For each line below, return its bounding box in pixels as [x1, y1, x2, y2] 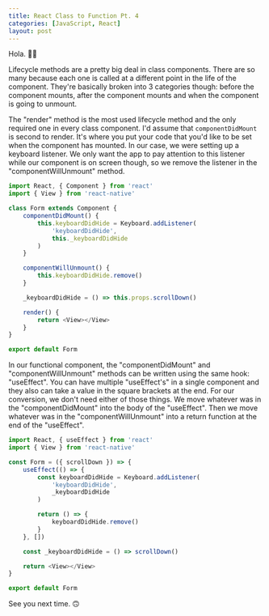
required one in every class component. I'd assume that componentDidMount [8, 123, 257, 134]
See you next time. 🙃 [8, 599, 80, 609]
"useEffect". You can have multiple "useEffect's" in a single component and [8, 377, 260, 387]
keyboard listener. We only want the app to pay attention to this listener [8, 149, 246, 159]
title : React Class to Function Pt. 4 [8, 11, 139, 20]
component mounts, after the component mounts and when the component [8, 91, 259, 100]
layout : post [8, 27, 53, 35]
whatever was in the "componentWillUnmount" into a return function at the [8, 412, 257, 422]
